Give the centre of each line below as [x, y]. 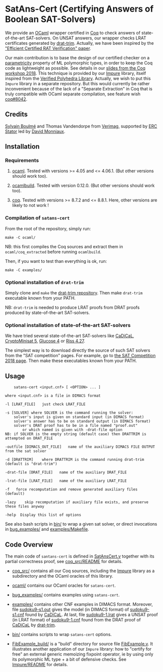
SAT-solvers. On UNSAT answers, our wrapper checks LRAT [86, 38]
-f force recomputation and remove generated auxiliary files [71, 490]
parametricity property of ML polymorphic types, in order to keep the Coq [79, 63]
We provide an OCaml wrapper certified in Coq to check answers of [73, 33]
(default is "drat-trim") [31, 464]
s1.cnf [18, 615]
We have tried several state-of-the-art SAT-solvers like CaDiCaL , [70, 336]
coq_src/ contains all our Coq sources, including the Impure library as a [83, 571]
